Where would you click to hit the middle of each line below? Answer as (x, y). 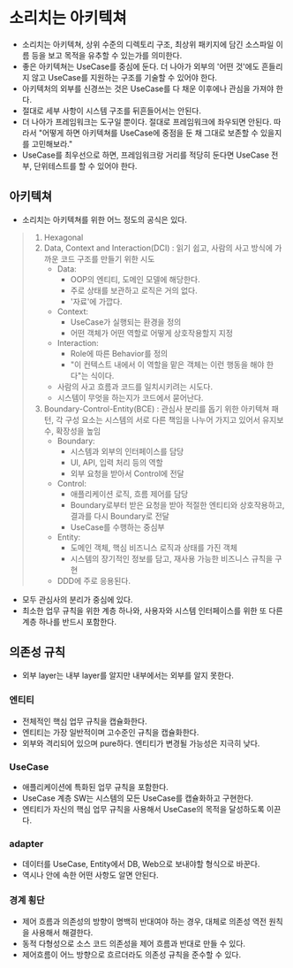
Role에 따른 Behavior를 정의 (119, 353)
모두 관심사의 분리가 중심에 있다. (77, 599)
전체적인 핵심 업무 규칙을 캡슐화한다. (84, 721)
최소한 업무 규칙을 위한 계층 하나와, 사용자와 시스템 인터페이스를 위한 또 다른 (153, 611)
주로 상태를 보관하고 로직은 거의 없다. (134, 290)
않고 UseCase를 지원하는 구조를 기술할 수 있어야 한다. (124, 77)
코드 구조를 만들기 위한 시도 (108, 258)
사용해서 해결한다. (62, 932)
